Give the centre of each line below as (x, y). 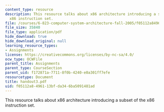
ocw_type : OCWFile (24, 59)
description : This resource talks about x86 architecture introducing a (81, 14)
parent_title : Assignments (32, 64)
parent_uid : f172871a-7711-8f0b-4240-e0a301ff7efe (58, 73)
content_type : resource (29, 9)
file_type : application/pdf (34, 32)
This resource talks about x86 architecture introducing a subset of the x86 (80, 100)
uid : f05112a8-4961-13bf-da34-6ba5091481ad (50, 86)
